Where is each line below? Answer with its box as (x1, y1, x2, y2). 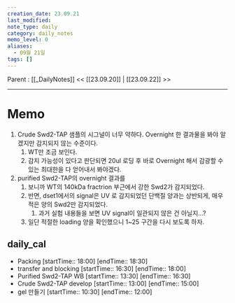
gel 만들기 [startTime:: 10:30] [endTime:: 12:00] (17, 288, 152, 296)
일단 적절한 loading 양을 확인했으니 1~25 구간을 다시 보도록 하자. (27, 218, 205, 226)
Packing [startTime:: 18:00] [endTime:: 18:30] (17, 257, 148, 265)
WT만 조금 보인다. (27, 148, 78, 156)
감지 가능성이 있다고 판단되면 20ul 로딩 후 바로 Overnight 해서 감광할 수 (27, 156, 224, 164)
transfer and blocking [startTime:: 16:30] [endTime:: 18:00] (17, 264, 187, 273)
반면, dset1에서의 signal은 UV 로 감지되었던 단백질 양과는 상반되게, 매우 (27, 191, 224, 199)
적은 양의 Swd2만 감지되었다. (27, 200, 108, 209)
